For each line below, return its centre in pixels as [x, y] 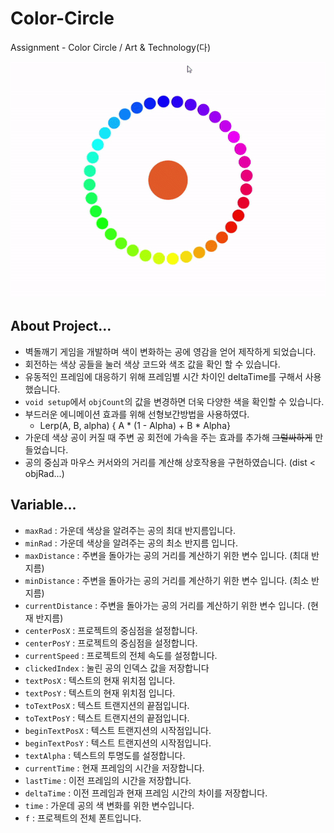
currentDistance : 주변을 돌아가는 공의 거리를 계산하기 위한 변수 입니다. [164, 605]
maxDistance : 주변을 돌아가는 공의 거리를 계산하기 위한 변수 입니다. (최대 [167, 555]
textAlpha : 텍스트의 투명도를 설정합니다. [105, 755]
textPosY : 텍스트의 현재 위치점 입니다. [100, 693]
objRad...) [44, 473]
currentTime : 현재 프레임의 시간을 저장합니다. [114, 768]
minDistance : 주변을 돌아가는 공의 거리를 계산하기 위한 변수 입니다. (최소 [167, 580]
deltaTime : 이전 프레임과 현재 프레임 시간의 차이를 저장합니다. [146, 793]
